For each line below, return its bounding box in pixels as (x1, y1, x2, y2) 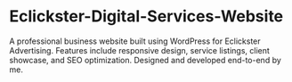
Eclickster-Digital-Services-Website (9, 6, 284, 27)
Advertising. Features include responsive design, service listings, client (9, 45, 270, 55)
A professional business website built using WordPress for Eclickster (9, 36, 261, 46)
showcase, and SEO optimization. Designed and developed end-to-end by (9, 54, 282, 65)
